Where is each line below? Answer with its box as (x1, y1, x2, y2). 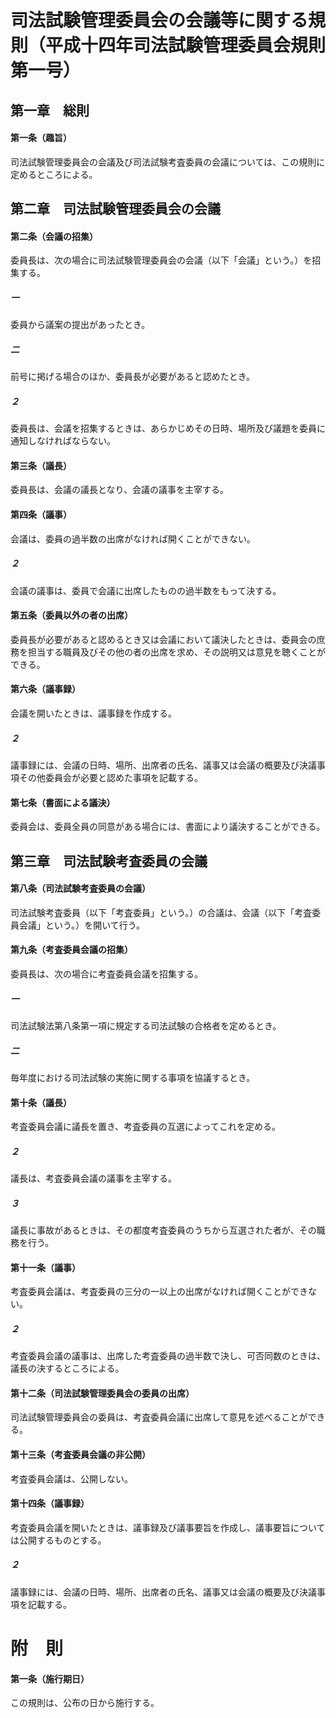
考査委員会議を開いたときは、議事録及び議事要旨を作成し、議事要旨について (10, 1521, 326, 1533)
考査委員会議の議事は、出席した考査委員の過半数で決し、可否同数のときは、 (10, 1350, 326, 1362)
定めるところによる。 (10, 168, 98, 180)
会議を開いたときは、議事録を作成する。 (10, 707, 177, 720)
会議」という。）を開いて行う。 (18, 919, 145, 931)
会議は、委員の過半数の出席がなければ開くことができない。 (10, 532, 256, 545)
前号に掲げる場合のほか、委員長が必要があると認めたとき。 (10, 371, 256, 383)
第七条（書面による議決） (10, 796, 116, 808)
